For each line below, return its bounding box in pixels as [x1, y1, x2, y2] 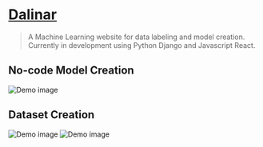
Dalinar [8, 6, 58, 24]
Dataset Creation [8, 108, 95, 121]
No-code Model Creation [8, 64, 134, 77]
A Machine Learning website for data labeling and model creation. [27, 32, 245, 42]
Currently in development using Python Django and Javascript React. [27, 40, 256, 50]
